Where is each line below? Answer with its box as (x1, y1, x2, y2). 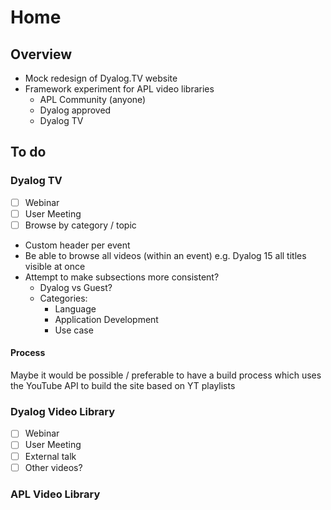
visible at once (24, 260, 86, 272)
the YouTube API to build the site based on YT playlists (10, 380, 236, 392)
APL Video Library (10, 487, 101, 501)
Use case (54, 324, 94, 336)
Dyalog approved (39, 104, 112, 116)
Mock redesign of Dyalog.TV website (24, 72, 178, 84)
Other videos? (24, 461, 83, 473)
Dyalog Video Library (10, 405, 115, 418)
